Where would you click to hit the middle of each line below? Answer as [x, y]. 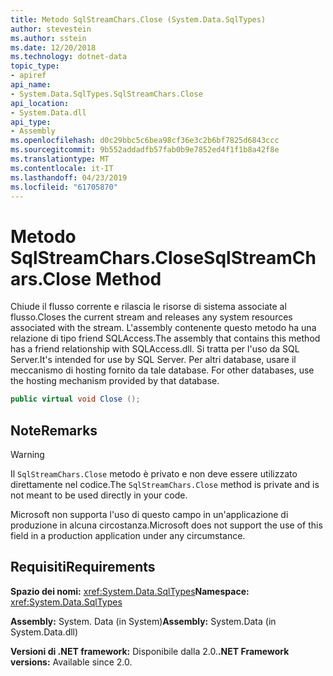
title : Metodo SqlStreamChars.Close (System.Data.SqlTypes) [138, 19]
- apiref [28, 76]
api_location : [40, 103]
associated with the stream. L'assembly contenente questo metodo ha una [163, 328]
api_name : [31, 85]
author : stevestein [51, 29]
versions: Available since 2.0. [71, 662]
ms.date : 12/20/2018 [53, 47]
